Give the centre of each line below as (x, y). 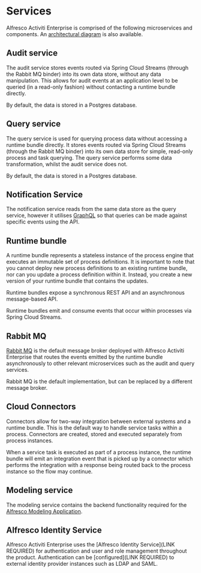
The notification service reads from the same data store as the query (91, 209)
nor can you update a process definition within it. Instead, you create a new (99, 275)
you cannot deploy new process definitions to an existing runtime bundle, (97, 268)
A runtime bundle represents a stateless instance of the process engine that (100, 255)
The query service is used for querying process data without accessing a (97, 138)
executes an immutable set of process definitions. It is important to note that (100, 262)
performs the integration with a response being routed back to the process (98, 465)
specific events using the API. (43, 222)
